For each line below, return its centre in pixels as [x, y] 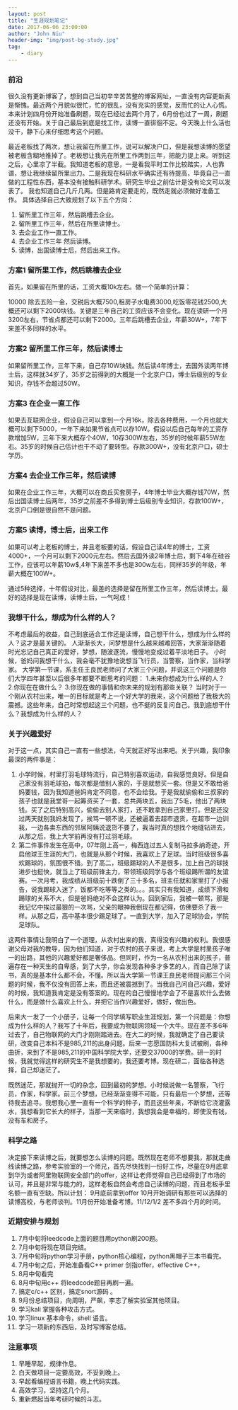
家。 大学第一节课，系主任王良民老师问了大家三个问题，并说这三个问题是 [114, 669]
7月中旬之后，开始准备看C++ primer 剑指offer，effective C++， [111, 1265]
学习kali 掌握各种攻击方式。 [58, 1309]
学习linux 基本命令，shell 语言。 [65, 1318]
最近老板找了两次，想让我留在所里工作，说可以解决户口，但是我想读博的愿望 [119, 147]
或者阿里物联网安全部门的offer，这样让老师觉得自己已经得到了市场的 [126, 1175]
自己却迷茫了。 [42, 1070]
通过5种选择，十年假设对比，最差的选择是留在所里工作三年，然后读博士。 [115, 588]
